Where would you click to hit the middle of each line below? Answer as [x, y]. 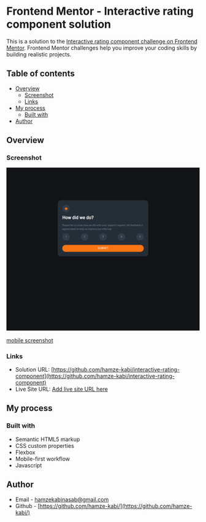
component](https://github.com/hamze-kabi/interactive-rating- [95, 376]
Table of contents [40, 74]
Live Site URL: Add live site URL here [62, 389]
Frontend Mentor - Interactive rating [100, 11]
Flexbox [25, 452]
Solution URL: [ [34, 370]
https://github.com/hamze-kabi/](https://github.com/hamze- [116, 506]
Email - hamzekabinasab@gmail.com [62, 499]
